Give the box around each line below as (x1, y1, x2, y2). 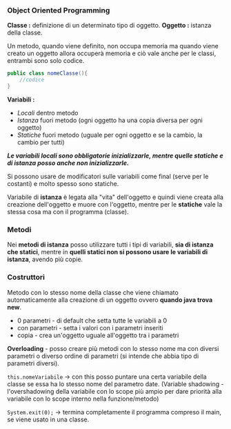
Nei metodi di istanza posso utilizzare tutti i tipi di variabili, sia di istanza (7, 240, 214, 249)
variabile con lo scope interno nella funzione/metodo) (7, 394, 159, 403)
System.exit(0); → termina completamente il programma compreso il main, (7, 408, 222, 416)
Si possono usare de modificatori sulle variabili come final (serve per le (7, 172, 209, 180)
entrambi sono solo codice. (7, 57, 85, 65)
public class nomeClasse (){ (7, 70, 88, 77)
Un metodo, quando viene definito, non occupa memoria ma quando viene (7, 42, 219, 50)
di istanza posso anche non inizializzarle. (7, 158, 130, 167)
